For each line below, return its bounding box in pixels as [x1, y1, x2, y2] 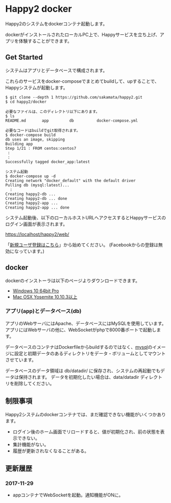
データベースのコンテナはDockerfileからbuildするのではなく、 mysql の [5, 344, 153, 350]
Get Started [5, 53, 43, 62]
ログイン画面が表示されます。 [5, 221, 68, 227]
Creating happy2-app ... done [5, 205, 70, 210]
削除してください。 [14, 380, 55, 386]
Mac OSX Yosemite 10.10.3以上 [12, 293, 78, 300]
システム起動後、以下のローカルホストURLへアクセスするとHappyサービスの [5, 214, 166, 220]
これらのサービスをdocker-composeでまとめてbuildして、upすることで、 [5, 78, 159, 84]
